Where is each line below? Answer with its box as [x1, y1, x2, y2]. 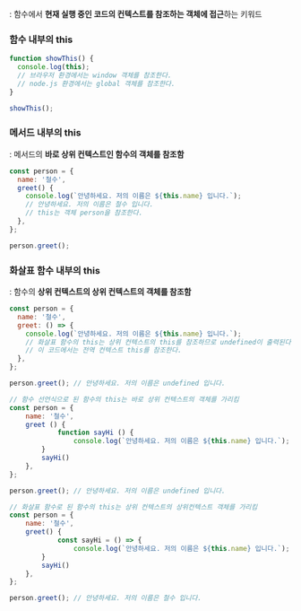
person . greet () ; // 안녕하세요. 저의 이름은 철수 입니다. [9, 594, 202, 603]
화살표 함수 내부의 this [9, 264, 100, 276]
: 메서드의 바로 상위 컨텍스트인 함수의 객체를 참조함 [9, 148, 185, 160]
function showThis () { [9, 54, 94, 64]
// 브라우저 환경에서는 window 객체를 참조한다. [17, 71, 172, 80]
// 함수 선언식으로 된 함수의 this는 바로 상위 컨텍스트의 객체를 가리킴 [9, 395, 239, 404]
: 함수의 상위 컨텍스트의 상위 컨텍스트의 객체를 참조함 [9, 286, 192, 297]
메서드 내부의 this [9, 127, 82, 139]
